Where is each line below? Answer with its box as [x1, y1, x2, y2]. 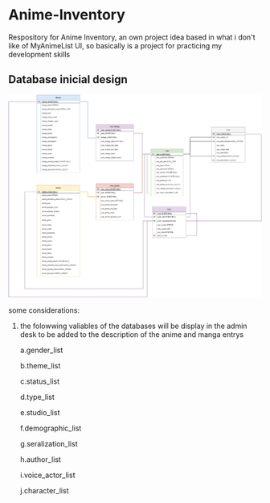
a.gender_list [19, 345, 63, 355]
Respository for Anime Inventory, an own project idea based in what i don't [8, 32, 256, 42]
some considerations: [8, 305, 80, 315]
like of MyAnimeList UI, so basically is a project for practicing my [8, 40, 223, 50]
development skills [8, 49, 71, 59]
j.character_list [19, 485, 69, 495]
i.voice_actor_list [19, 470, 76, 480]
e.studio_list [19, 407, 60, 417]
